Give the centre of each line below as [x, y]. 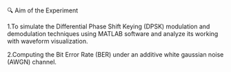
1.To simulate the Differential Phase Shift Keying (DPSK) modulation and [109, 26]
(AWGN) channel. [32, 62]
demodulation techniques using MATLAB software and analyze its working [113, 34]
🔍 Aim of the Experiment [43, 10]
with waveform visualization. [48, 41]
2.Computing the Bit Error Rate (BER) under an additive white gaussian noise [115, 54]
